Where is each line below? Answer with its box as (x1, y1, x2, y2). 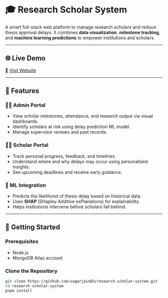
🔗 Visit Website (5, 67, 36, 73)
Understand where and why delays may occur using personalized (12, 158, 148, 164)
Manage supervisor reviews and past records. (12, 129, 107, 135)
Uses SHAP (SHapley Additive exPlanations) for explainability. (12, 198, 140, 205)
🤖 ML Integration (5, 181, 46, 188)
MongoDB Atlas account (12, 255, 63, 261)
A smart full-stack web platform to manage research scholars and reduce (5, 24, 156, 30)
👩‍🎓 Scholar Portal (5, 142, 48, 149)
